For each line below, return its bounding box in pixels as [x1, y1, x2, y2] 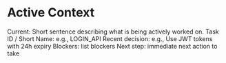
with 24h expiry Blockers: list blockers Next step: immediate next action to [7, 42, 218, 50]
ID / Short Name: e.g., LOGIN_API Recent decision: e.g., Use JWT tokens [7, 34, 213, 42]
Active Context [7, 5, 95, 21]
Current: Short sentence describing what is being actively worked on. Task [7, 27, 219, 36]
